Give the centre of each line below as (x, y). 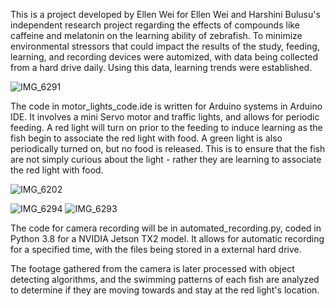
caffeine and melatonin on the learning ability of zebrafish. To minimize (156, 35)
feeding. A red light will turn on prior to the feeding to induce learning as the (166, 127)
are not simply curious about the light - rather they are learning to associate (166, 159)
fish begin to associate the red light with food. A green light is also (146, 138)
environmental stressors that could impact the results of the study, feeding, (165, 46)
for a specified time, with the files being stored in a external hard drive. (156, 249)
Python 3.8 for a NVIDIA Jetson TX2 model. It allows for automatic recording (167, 238)
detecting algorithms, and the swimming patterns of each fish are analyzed (165, 279)
